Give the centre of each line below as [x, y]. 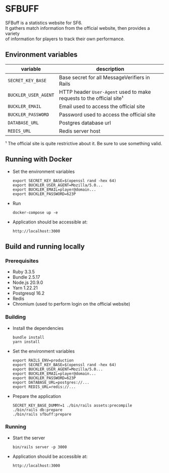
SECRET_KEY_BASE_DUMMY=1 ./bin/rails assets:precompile [72, 405]
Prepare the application [37, 396]
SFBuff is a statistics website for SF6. [44, 23]
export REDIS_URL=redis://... [44, 387]
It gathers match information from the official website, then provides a [77, 28]
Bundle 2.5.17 [26, 277]
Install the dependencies [38, 328]
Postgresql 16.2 [28, 293]
